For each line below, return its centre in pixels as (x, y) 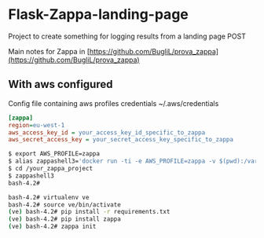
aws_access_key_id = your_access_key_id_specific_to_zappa (107, 132)
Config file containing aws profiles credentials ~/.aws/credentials (114, 103)
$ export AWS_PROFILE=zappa (54, 154)
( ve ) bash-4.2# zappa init (52, 227)
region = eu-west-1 (37, 125)
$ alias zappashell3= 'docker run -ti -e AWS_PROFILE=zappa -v (112, 161)
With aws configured (60, 84)
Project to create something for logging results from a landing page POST (127, 36)
